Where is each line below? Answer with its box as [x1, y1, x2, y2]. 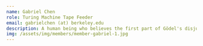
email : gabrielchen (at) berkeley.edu [6, 20, 104, 26]
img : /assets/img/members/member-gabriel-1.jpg [6, 31, 129, 37]
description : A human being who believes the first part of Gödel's [6, 25, 182, 32]
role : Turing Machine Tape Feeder [6, 14, 94, 20]
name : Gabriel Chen [6, 8, 56, 15]
